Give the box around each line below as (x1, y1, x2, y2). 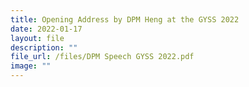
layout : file (10, 33, 65, 43)
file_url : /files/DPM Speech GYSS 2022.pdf (10, 52, 195, 62)
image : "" (10, 61, 52, 71)
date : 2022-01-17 (10, 24, 83, 34)
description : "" (10, 42, 78, 53)
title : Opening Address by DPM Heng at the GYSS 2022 (10, 14, 240, 25)
